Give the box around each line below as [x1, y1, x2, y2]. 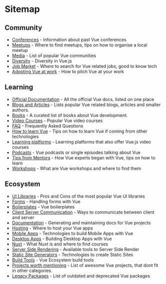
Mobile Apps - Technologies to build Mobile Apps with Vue [11, 230, 133, 236]
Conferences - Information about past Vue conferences [11, 36, 127, 42]
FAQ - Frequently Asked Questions [11, 122, 83, 128]
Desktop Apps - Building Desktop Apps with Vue [11, 235, 112, 241]
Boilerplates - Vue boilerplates [11, 203, 75, 209]
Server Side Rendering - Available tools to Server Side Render [11, 246, 139, 252]
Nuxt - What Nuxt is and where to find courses [11, 241, 108, 247]
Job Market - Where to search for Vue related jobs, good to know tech [11, 63, 157, 69]
